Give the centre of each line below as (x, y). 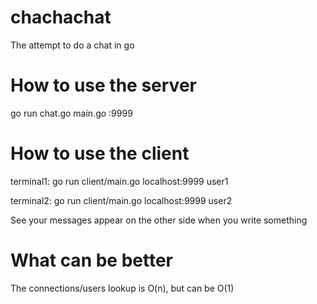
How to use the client (100, 153)
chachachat (61, 17)
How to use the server (103, 85)
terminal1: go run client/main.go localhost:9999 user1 (119, 181)
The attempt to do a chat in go (72, 45)
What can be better (91, 260)
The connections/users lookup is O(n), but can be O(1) (122, 288)
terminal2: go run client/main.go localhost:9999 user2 (121, 200)
